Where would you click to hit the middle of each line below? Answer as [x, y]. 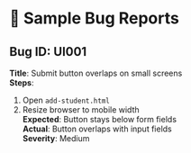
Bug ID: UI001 [48, 52]
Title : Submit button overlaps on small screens [96, 73]
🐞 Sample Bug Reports [95, 18]
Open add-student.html [66, 100]
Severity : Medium [56, 138]
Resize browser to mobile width [81, 110]
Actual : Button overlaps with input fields [97, 129]
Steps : [22, 83]
